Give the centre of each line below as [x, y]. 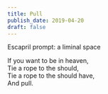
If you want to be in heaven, [48, 61]
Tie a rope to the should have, [51, 76]
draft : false [27, 27]
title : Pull [25, 14]
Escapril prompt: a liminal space [54, 47]
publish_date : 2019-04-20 [45, 20]
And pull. [21, 83]
